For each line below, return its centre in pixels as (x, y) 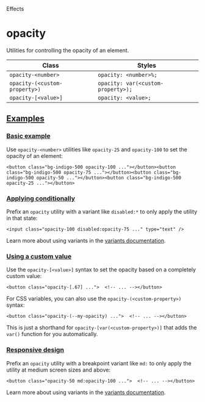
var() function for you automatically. (52, 334)
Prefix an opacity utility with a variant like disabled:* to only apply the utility (102, 211)
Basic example (28, 136)
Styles (147, 65)
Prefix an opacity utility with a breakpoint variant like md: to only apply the (99, 363)
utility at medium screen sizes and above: (59, 370)
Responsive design (35, 350)
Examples (25, 119)
